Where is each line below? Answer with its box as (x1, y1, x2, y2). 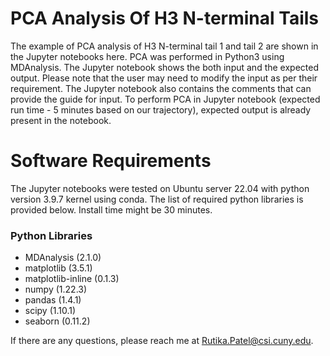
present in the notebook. (10, 114, 112, 126)
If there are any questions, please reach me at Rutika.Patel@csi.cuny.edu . (10, 335, 314, 347)
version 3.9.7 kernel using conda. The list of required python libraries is (10, 193, 304, 205)
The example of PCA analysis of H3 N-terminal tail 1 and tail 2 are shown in (10, 40, 319, 52)
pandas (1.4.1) (24, 294, 82, 306)
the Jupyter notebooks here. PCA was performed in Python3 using (10, 50, 285, 62)
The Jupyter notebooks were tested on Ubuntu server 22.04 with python (10, 182, 310, 194)
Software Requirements (10, 150, 212, 172)
